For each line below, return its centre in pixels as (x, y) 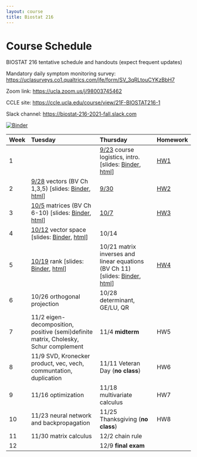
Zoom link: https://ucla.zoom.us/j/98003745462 (64, 91)
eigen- (56, 317)
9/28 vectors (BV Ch (60, 182)
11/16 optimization (58, 395)
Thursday (113, 140)
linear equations (122, 261)
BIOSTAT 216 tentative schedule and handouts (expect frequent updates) (94, 62)
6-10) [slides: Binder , (62, 213)
